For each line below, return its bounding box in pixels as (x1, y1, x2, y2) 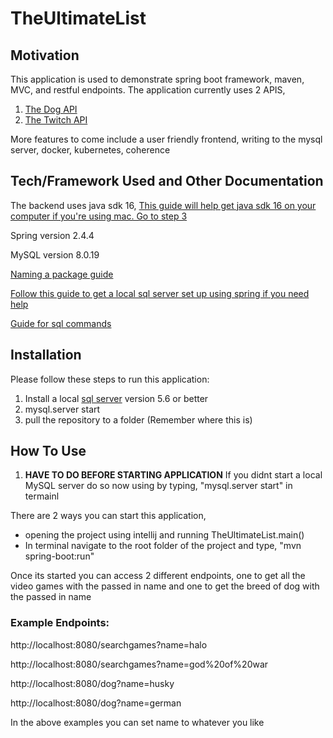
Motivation (10, 47, 80, 64)
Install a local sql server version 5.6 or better (24, 392, 209, 404)
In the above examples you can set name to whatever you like (10, 716, 265, 728)
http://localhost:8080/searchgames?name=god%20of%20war (10, 658, 269, 670)
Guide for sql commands (10, 317, 112, 329)
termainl (24, 490, 60, 502)
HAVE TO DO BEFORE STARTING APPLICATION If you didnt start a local (24, 469, 323, 481)
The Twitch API (24, 114, 88, 126)
